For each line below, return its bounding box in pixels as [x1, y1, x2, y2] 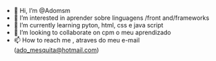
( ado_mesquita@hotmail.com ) [13, 46, 99, 54]
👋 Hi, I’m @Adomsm [13, 7, 71, 14]
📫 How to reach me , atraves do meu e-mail [13, 36, 140, 44]
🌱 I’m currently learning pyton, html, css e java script [13, 21, 164, 29]
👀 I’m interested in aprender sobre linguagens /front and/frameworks [13, 14, 210, 22]
